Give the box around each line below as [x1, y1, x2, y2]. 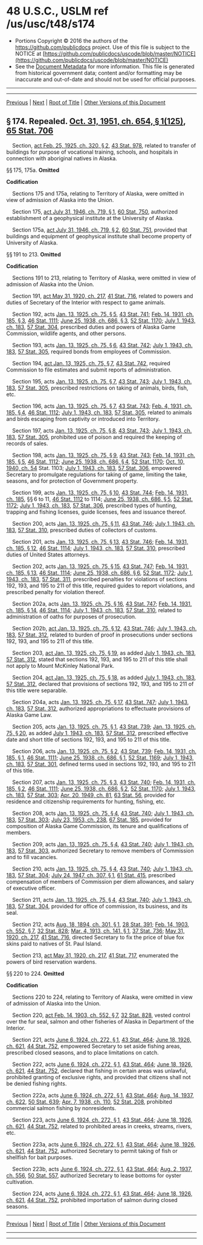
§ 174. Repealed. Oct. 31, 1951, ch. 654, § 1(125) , [6, 116, 186, 126]
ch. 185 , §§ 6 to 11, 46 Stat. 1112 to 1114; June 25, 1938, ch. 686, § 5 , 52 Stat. [6, 495, 193, 503]
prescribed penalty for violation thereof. [6, 588, 106, 595]
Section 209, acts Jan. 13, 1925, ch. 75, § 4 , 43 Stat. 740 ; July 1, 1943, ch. [11, 840, 195, 848]
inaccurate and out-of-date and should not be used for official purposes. [14, 76, 196, 83]
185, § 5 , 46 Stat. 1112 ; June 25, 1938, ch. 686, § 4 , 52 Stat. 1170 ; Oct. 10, [6, 458, 185, 465]
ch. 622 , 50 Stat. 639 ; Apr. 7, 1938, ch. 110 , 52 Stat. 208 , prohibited [6, 1098, 172, 1105]
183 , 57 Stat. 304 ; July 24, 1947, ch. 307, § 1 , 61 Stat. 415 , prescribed [6, 871, 176, 878]
